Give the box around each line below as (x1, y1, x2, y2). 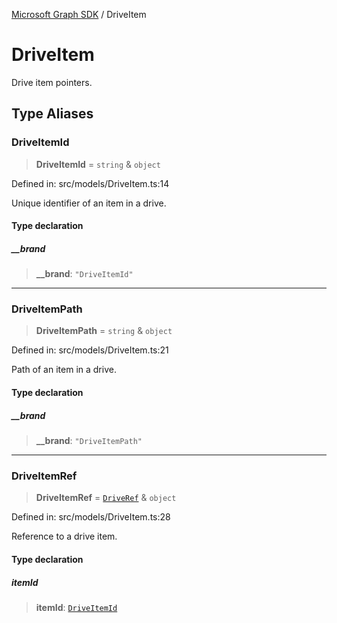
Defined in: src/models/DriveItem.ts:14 (11, 177, 170, 189)
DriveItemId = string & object (35, 158, 161, 170)
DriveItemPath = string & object (35, 325, 173, 337)
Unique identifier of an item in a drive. (11, 197, 167, 209)
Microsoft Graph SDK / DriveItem (11, 9, 147, 20)
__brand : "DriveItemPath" (35, 435, 143, 447)
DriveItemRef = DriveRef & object (35, 492, 177, 504)
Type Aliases (11, 105, 94, 123)
